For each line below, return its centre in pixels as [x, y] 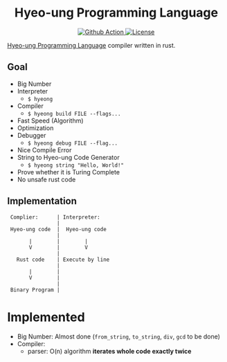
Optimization [35, 128]
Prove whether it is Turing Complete [68, 172]
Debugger [31, 135]
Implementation [42, 201]
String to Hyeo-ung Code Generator [68, 157]
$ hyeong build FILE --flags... [74, 114]
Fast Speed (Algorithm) [51, 120]
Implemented [46, 317]
